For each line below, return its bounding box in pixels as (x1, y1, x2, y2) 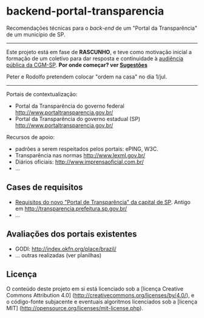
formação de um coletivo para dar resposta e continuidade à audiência (6, 55, 184, 62)
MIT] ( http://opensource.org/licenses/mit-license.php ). (6, 305, 144, 312)
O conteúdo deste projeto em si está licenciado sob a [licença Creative (6, 285, 184, 292)
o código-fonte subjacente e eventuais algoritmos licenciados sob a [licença (6, 298, 197, 305)
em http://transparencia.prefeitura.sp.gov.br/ (15, 205, 127, 212)
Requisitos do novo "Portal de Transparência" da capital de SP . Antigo (15, 198, 191, 206)
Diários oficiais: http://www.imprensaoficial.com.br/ (15, 158, 144, 165)
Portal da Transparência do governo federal (15, 102, 124, 109)
